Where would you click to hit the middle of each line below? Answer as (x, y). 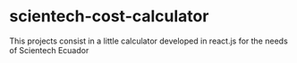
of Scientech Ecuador (49, 50)
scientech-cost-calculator (109, 16)
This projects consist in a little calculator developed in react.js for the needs (148, 41)
